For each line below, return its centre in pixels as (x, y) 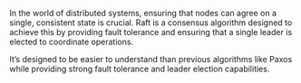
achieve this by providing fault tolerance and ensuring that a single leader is (151, 32)
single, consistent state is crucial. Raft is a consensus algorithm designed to (151, 23)
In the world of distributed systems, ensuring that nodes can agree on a (143, 13)
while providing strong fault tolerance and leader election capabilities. (140, 69)
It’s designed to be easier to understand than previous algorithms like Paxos (151, 59)
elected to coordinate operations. (72, 41)
